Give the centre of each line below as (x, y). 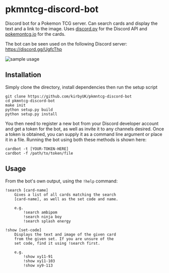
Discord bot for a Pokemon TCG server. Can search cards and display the (81, 23)
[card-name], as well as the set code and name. (66, 199)
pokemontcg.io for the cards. (35, 34)
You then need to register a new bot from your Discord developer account (82, 123)
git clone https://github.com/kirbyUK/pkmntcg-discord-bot (69, 96)
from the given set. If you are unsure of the (64, 239)
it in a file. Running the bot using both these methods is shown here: (76, 140)
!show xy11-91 (38, 256)
